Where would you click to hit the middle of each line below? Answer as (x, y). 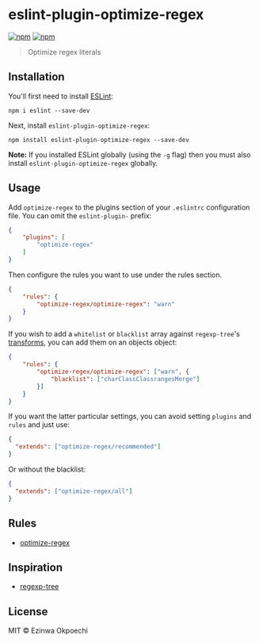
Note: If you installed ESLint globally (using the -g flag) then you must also (129, 154)
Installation (36, 77)
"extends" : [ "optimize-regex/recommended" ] (88, 447)
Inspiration (36, 567)
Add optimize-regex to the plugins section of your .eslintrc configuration (129, 207)
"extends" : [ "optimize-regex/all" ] (74, 491)
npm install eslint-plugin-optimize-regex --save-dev (99, 140)
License (28, 612)
